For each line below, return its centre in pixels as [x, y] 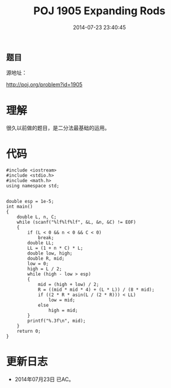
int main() [20, 207]
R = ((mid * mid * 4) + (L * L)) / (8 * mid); [96, 290]
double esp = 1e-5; [30, 202]
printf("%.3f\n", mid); [57, 321]
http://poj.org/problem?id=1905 [44, 85]
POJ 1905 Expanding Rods [99, 11]
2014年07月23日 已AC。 [44, 379]
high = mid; [63, 311]
